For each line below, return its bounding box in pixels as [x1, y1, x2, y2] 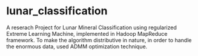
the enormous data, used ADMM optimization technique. [6, 43, 148, 50]
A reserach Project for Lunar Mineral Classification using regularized [6, 24, 177, 31]
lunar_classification [6, 4, 108, 18]
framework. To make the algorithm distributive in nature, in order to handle [6, 36, 192, 43]
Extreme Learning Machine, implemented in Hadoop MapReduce [6, 30, 168, 37]
